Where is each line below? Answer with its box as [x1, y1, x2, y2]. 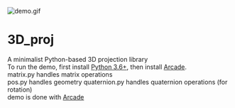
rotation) [7, 85, 33, 94]
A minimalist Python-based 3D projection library [7, 55, 148, 63]
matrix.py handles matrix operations [7, 70, 113, 78]
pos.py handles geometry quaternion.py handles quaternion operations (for [7, 77, 228, 86]
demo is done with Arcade [7, 92, 84, 101]
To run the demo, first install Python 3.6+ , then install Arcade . [7, 63, 187, 71]
